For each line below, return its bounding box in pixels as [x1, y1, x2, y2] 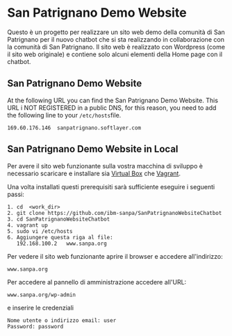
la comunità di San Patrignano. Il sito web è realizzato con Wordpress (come [7, 42, 226, 51]
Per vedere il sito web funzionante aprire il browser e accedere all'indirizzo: [7, 252, 224, 260]
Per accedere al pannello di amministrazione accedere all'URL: [7, 278, 187, 286]
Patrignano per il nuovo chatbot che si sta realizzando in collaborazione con [7, 35, 224, 43]
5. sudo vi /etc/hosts [7, 227, 73, 234]
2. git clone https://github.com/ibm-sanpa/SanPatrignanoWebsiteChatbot [7, 209, 222, 216]
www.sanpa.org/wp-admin [7, 291, 76, 298]
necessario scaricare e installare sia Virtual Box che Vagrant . [7, 169, 181, 177]
